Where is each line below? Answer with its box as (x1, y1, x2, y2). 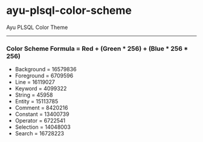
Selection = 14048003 (14, 123, 71, 131)
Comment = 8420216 (14, 104, 68, 112)
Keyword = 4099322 (14, 85, 67, 92)
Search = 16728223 (14, 130, 65, 137)
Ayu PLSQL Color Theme (6, 24, 68, 31)
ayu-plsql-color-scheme (6, 4, 132, 18)
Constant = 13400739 (14, 111, 69, 118)
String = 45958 (14, 91, 53, 98)
